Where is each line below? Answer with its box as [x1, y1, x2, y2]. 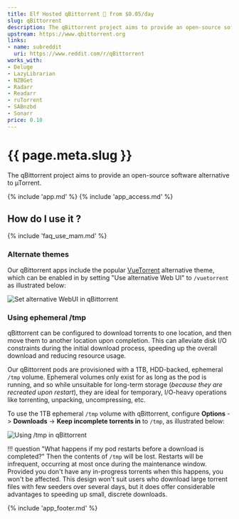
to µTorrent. [7, 178, 42, 187]
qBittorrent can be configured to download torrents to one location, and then [7, 329, 232, 337]
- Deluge [7, 63, 33, 71]
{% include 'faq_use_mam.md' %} [7, 232, 107, 240]
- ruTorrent [7, 97, 43, 104]
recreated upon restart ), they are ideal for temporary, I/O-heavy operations [7, 388, 228, 396]
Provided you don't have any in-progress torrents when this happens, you [7, 467, 224, 476]
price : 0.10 [7, 116, 43, 123]
